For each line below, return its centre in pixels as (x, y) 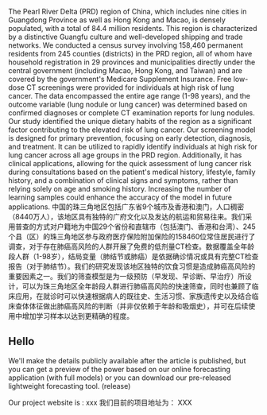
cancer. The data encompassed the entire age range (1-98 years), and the (130, 96)
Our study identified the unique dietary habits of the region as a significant (130, 121)
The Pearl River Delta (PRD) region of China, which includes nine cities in (128, 12)
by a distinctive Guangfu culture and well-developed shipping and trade (126, 37)
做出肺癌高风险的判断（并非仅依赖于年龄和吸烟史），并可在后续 (145, 306)
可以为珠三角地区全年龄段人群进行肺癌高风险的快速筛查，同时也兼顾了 (137, 286)
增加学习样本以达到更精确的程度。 (77, 316)
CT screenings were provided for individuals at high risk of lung (130, 87)
